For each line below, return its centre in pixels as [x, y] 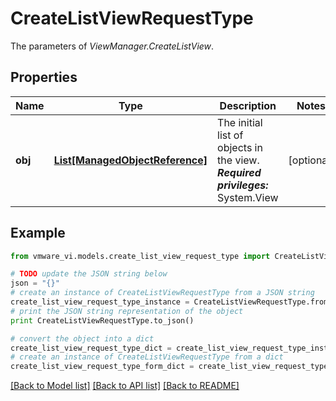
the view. [238, 160]
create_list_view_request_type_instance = [100, 302]
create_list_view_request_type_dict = [91, 348]
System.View [248, 197]
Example [38, 233]
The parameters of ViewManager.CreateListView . [112, 46]
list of [230, 135]
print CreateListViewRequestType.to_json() [102, 320]
